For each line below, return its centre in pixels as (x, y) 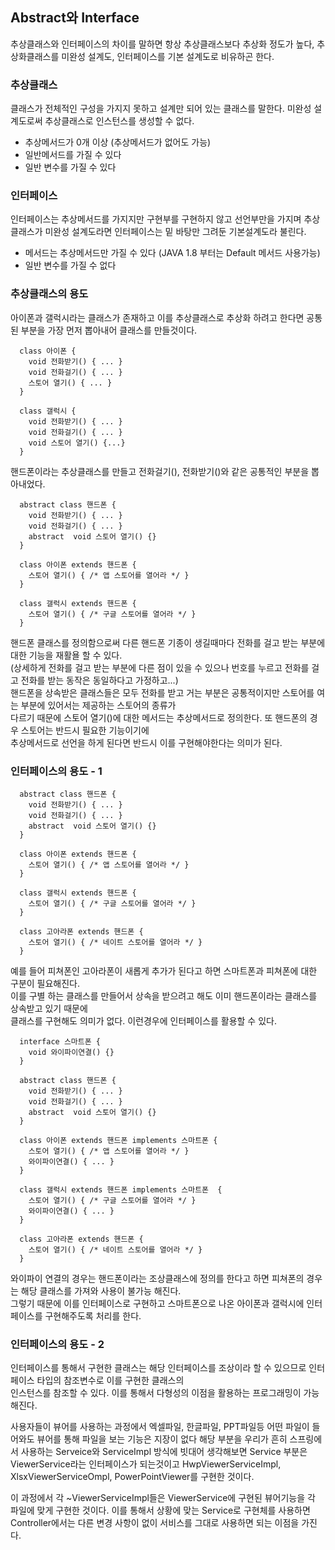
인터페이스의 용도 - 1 (56, 771)
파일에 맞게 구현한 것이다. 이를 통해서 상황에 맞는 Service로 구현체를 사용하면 (160, 1510)
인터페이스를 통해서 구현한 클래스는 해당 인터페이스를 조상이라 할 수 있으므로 (158, 1368)
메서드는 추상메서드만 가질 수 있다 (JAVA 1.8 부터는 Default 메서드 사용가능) (172, 253)
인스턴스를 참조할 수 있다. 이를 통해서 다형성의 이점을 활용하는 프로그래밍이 (156, 1393)
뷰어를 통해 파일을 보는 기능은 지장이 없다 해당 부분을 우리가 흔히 (162, 1439)
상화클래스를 (35, 56)
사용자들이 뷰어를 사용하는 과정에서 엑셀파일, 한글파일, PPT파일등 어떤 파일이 (160, 1427)
